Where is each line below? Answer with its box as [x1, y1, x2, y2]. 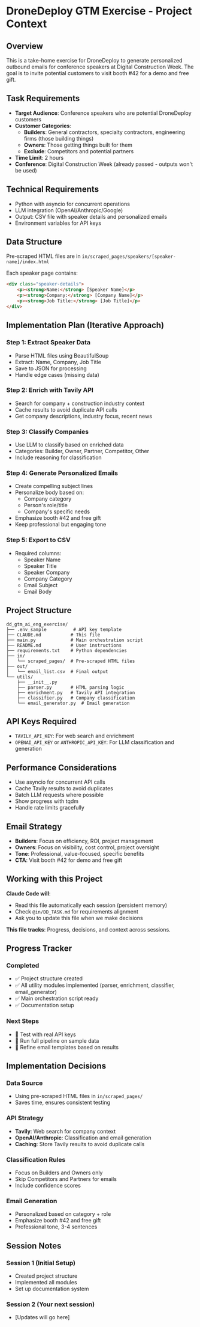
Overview [6, 41, 44, 51]
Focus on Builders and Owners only [14, 1169, 103, 1176]
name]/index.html [6, 259, 50, 265]
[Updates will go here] [14, 1314, 70, 1321]
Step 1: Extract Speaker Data [6, 338, 91, 347]
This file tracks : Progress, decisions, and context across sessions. [6, 926, 171, 933]
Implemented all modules [14, 1279, 77, 1286]
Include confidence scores [14, 1182, 81, 1189]
